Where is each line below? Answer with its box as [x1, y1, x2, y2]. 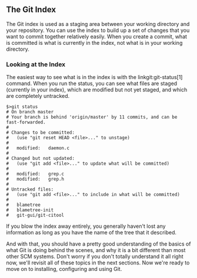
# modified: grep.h [6, 176, 65, 182]
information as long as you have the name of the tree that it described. [6, 229, 177, 236]
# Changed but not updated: [6, 156, 75, 162]
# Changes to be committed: [6, 130, 75, 136]
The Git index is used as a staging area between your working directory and [6, 20, 190, 27]
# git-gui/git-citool [6, 212, 65, 218]
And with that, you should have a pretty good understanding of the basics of [6, 240, 191, 247]
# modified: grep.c [6, 171, 65, 177]
